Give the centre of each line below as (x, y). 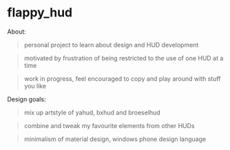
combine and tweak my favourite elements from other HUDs (109, 125)
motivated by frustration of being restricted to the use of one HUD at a (124, 58)
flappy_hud (40, 13)
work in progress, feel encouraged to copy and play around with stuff (122, 78)
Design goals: (27, 99)
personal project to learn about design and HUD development (111, 45)
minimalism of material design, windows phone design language (115, 139)
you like (35, 86)
